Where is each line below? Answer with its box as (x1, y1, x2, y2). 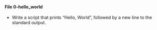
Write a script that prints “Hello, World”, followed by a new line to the (11, 15, 153, 20)
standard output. (11, 20, 46, 26)
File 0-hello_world (4, 4, 43, 10)
